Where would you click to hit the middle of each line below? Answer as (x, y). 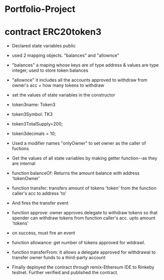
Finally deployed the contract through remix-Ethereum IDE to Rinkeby (83, 267)
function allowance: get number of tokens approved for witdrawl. (79, 243)
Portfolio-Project (40, 9)
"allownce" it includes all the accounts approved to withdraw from (80, 80)
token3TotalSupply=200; (37, 124)
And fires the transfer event (40, 203)
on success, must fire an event (43, 233)
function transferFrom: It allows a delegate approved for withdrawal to (84, 252)
